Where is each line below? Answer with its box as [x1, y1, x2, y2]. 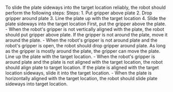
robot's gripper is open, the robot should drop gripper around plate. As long [5, 43, 166, 48]
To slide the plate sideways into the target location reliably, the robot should [5, 5, 166, 10]
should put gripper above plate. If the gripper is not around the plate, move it [5, 32, 168, 38]
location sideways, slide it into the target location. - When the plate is [5, 70, 152, 76]
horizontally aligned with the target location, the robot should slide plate [5, 76, 158, 81]
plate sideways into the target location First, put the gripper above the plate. [5, 21, 166, 27]
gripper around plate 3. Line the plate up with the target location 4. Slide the [5, 15, 166, 21]
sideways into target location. [5, 81, 68, 87]
